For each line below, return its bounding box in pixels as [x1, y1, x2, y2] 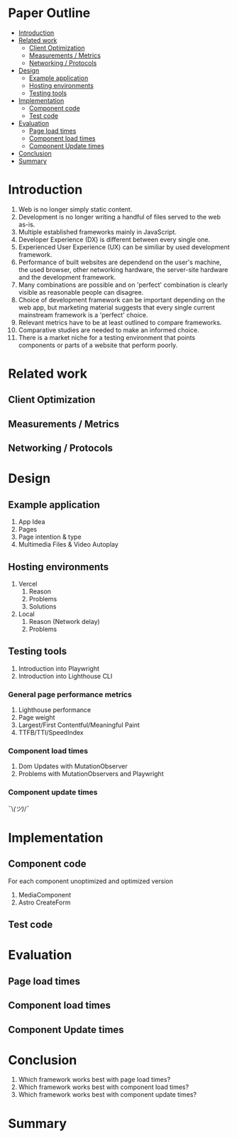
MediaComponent [18, 890, 72, 899]
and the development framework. [18, 273, 116, 281]
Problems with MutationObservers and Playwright [18, 770, 164, 778]
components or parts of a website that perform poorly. [18, 341, 178, 349]
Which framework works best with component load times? [18, 1083, 189, 1091]
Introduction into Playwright [18, 664, 100, 672]
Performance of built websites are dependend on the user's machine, [18, 258, 222, 266]
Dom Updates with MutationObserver [18, 762, 128, 771]
